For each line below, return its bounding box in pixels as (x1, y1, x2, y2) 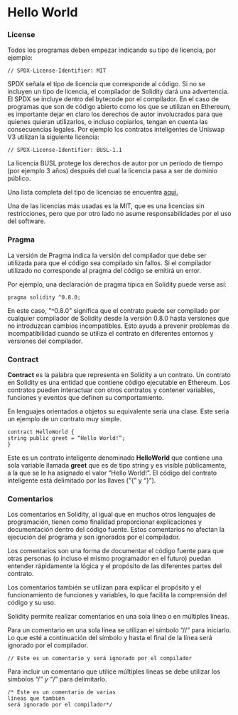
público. (7, 174, 31, 182)
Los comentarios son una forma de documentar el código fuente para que (7, 547, 224, 555)
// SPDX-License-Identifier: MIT (7, 67, 107, 75)
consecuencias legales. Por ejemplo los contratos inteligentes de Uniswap (7, 125, 225, 134)
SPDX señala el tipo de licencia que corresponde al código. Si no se (7, 80, 206, 88)
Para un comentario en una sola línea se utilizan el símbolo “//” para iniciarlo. (7, 626, 232, 634)
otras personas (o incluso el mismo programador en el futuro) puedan (7, 554, 212, 563)
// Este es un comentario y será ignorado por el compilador (7, 655, 193, 662)
